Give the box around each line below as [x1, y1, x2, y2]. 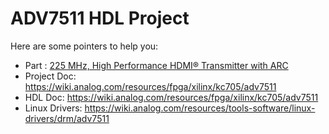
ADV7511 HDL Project [10, 7, 190, 30]
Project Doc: [24, 70, 77, 82]
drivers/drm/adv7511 [24, 112, 110, 124]
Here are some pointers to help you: [10, 40, 159, 52]
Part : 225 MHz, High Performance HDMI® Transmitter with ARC [24, 59, 289, 71]
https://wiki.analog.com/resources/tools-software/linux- [84, 102, 316, 114]
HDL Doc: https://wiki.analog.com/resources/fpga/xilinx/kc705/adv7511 [24, 91, 319, 103]
